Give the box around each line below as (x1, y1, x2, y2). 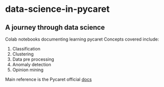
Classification (12, 46, 41, 51)
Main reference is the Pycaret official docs (5, 77, 92, 82)
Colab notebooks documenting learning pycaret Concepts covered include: (5, 36, 159, 42)
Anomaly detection (12, 62, 51, 67)
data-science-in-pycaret (5, 3, 110, 15)
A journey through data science (5, 23, 105, 32)
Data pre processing (12, 56, 55, 62)
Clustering (12, 51, 34, 57)
